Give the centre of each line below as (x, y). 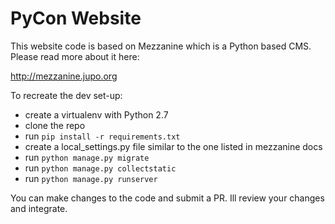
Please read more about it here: (75, 56)
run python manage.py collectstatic (100, 168)
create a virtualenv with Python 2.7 (96, 114)
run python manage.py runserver (91, 178)
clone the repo (55, 125)
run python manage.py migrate (87, 157)
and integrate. (39, 208)
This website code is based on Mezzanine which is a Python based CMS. (161, 46)
